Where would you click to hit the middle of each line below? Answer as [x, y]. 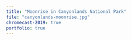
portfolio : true [26, 28]
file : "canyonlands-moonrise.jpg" [48, 17]
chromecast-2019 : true [34, 22]
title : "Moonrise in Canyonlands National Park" [66, 11]
